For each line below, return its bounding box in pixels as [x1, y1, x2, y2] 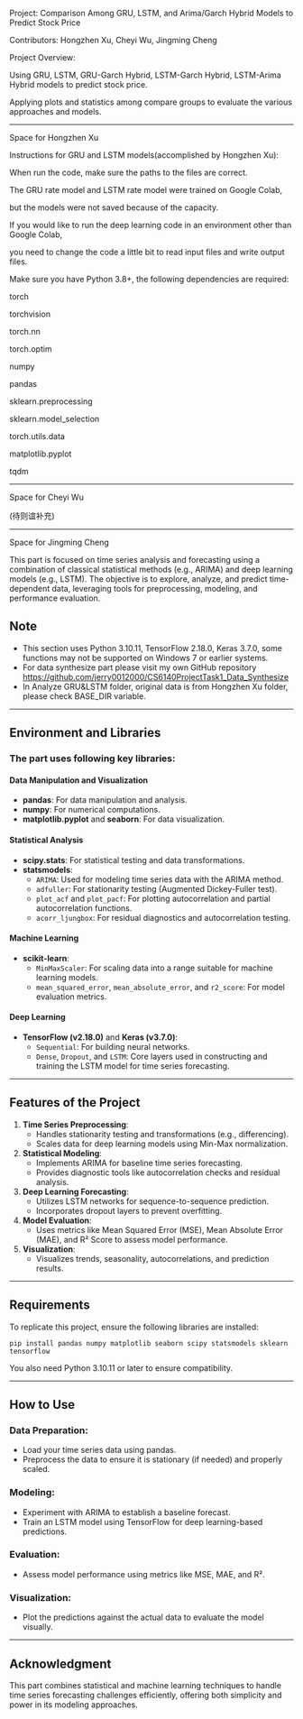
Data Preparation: [9, 1424, 88, 1437]
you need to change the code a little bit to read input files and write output [9, 247, 286, 257]
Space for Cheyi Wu [9, 492, 84, 502]
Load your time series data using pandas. [22, 1445, 177, 1456]
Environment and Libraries [9, 725, 161, 740]
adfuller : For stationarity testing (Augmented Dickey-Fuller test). [35, 883, 278, 894]
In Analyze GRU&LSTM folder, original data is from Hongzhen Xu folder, [22, 681, 289, 692]
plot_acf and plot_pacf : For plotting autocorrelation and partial [35, 893, 271, 904]
